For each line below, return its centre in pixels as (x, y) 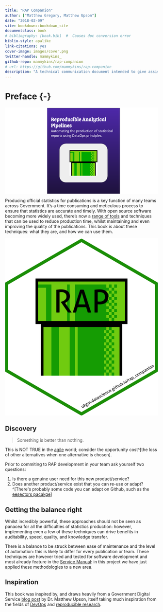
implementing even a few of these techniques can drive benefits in (72, 531)
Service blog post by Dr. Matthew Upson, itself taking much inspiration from (81, 599)
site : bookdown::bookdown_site (37, 26)
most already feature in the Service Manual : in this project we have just (76, 561)
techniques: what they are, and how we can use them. (59, 232)
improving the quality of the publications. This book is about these (71, 226)
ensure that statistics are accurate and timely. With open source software (78, 211)
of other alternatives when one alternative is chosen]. (58, 455)
